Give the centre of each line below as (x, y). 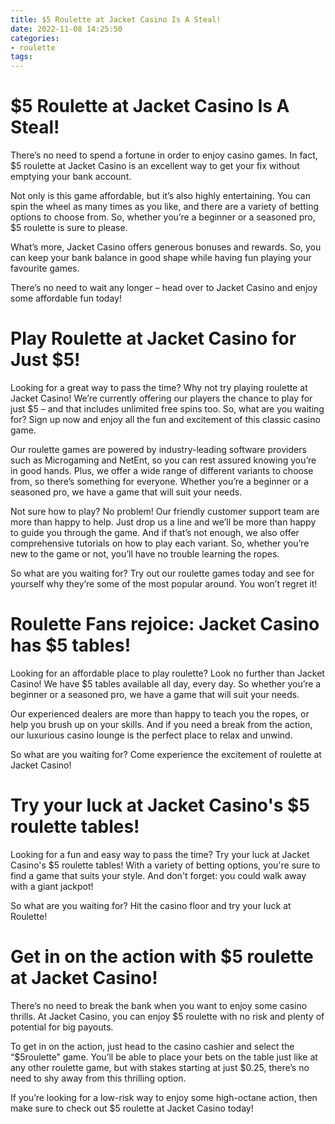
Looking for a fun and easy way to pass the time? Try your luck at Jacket (160, 854)
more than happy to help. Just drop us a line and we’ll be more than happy (163, 522)
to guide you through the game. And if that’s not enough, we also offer (155, 532)
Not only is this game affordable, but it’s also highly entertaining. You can (160, 196)
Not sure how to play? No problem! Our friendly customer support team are (165, 511)
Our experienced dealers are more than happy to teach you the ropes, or (160, 713)
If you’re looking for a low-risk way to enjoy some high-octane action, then (164, 1097)
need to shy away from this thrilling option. (98, 1078)
